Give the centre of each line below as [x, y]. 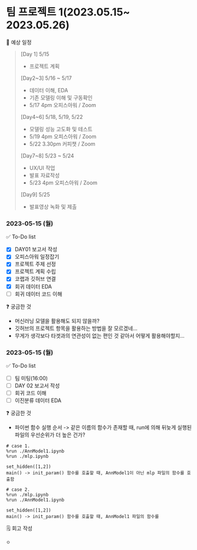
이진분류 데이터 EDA [38, 400]
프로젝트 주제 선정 [35, 264]
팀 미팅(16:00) [31, 378]
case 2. [21, 490]
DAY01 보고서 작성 [36, 250]
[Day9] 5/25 [35, 194]
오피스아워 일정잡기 [37, 257]
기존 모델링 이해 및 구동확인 [61, 98]
